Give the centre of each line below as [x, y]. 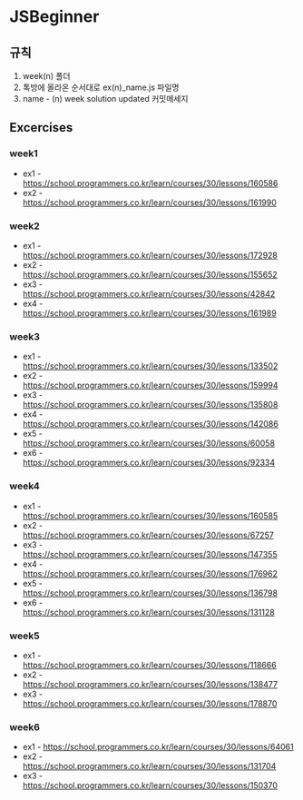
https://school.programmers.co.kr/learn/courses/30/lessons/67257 [148, 535]
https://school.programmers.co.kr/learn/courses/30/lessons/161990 [149, 202]
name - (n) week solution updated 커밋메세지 [105, 99]
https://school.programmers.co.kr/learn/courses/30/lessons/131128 [148, 612]
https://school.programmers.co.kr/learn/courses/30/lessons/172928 [150, 255]
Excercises [41, 128]
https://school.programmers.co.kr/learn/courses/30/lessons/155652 [150, 274]
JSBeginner [54, 17]
